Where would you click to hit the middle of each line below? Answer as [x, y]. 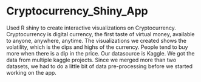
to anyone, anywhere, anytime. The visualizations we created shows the [97, 40]
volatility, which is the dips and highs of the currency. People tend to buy [97, 47]
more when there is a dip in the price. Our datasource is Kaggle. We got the [101, 53]
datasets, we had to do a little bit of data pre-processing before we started [100, 66]
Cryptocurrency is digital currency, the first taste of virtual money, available [101, 34]
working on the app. [31, 72]
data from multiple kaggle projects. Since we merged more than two [91, 60]
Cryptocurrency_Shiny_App [77, 11]
